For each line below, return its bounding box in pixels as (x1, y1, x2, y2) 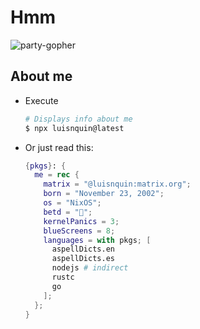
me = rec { (34, 170, 80, 180)
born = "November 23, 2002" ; (43, 189, 165, 199)
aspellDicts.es (51, 254, 115, 264)
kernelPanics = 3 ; (43, 216, 120, 226)
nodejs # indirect (51, 263, 129, 273)
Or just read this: (24, 141, 94, 153)
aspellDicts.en (51, 244, 115, 255)
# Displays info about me (24, 114, 133, 124)
